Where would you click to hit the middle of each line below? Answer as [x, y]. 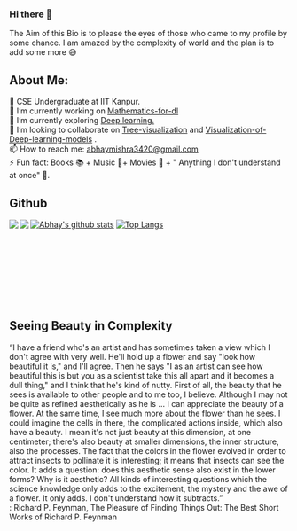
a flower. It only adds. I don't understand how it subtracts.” [116, 498]
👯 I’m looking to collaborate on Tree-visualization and [106, 130]
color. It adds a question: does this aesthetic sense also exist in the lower [143, 470]
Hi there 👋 [31, 14]
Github [28, 203]
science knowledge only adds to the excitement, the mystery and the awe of [148, 488]
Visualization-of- [236, 130]
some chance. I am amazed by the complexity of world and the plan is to [142, 43]
